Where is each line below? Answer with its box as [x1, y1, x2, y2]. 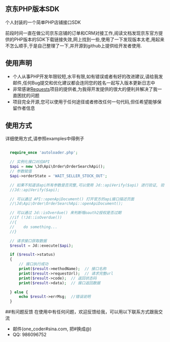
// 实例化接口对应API [10, 159, 50, 165]
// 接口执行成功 [18, 261, 49, 267]
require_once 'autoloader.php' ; [10, 150, 78, 156]
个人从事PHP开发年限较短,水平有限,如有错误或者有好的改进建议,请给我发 [12, 73, 163, 80]
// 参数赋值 [10, 169, 32, 174]
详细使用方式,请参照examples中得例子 [5, 136, 84, 142]
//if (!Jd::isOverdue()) [10, 215, 62, 220]
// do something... [10, 224, 58, 230]
